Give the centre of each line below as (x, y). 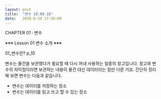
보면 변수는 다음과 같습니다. (36, 76)
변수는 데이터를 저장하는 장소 (39, 86)
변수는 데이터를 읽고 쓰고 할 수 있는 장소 (49, 92)
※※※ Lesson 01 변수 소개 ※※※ (33, 43)
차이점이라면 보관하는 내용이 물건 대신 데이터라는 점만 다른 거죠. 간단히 (80, 70)
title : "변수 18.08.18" (29, 14)
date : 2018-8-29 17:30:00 (33, 18)
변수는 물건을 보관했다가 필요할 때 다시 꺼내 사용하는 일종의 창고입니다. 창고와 (78, 64)
